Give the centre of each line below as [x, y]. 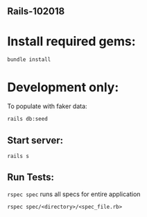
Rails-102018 [36, 11]
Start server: [35, 140]
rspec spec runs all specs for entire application [74, 194]
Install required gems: [72, 41]
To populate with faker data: [47, 106]
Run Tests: [31, 177]
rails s [18, 156]
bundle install [29, 60]
